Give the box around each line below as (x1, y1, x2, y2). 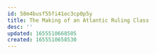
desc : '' (7, 23, 33, 30)
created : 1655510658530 (7, 36, 77, 43)
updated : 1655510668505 (7, 29, 77, 37)
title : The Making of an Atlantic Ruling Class (7, 17, 150, 24)
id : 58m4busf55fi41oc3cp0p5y (7, 10, 93, 18)
